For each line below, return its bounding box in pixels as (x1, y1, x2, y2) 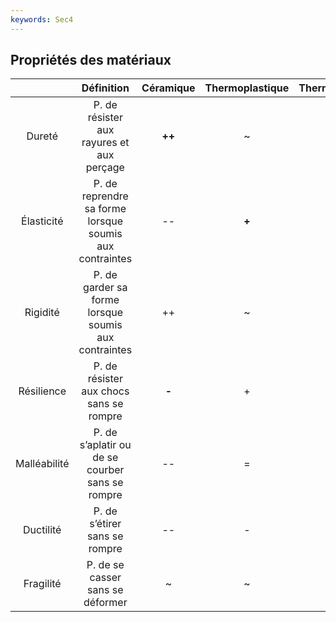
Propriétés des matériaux (10, 52, 172, 69)
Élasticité (21, 214, 64, 228)
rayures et (81, 136, 130, 150)
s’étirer (89, 517, 122, 531)
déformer (83, 596, 128, 610)
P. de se (86, 558, 125, 572)
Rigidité (24, 306, 60, 320)
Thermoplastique (204, 81, 290, 95)
